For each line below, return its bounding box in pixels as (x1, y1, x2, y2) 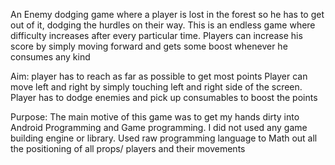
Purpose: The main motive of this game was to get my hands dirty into (10, 111, 300, 123)
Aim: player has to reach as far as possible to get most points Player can (10, 70, 308, 82)
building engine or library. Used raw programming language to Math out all (10, 132, 318, 144)
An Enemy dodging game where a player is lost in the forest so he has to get (10, 9, 325, 20)
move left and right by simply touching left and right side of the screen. (10, 81, 303, 93)
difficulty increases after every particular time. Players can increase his (10, 30, 303, 41)
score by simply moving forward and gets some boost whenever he (10, 40, 288, 52)
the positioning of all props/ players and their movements (10, 143, 246, 154)
